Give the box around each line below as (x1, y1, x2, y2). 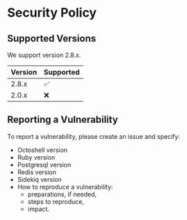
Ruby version (17, 153, 56, 161)
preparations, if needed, (27, 189, 97, 198)
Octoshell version (17, 146, 68, 154)
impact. (27, 205, 50, 213)
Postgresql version (17, 160, 72, 169)
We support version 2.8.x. (7, 51, 81, 59)
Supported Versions (7, 33, 96, 44)
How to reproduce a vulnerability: (17, 183, 113, 191)
